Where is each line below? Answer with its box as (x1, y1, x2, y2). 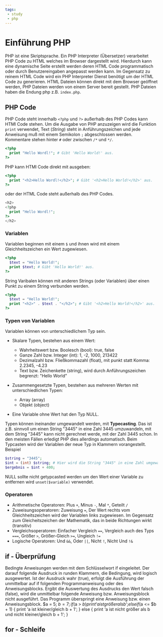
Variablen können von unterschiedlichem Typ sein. (5, 328, 106, 334)
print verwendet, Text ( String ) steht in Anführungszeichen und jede (5, 127, 141, 132)
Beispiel (5, 447, 21, 453)
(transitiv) (12, 523, 32, 529)
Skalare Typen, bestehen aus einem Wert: (12, 338, 96, 343)
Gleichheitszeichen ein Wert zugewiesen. (5, 246, 88, 252)
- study (7, 12, 23, 16)
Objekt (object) (19, 402, 49, 408)
